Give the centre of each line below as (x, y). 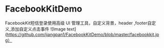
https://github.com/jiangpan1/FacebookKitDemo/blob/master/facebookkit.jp (83, 34)
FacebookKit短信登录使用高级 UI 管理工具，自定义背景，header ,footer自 (78, 23)
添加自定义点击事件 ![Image (38, 29)
